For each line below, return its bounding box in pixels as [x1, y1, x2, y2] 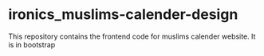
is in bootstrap [8, 39, 56, 49]
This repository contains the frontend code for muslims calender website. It [8, 32, 256, 41]
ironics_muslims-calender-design [8, 6, 238, 24]
